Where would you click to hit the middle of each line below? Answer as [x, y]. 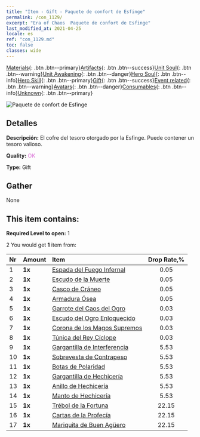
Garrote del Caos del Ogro [89, 309]
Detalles [22, 123]
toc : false [20, 45]
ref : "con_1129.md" [30, 39]
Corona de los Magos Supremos [97, 328]
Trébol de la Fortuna [80, 405]
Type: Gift [19, 167]
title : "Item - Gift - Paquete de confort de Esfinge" [76, 12]
